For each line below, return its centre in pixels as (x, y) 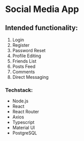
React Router (26, 112)
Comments (24, 72)
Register (21, 45)
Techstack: (19, 90)
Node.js (20, 101)
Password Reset (29, 50)
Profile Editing (27, 56)
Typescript (23, 122)
